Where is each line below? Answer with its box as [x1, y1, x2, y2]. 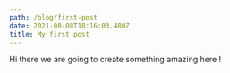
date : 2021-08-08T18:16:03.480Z [9, 21, 130, 30]
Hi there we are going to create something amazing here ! [9, 54, 222, 65]
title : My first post [9, 29, 90, 38]
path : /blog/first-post [9, 12, 98, 22]
